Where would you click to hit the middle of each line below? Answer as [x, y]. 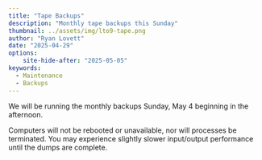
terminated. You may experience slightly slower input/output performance [131, 138]
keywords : [25, 68]
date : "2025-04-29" [41, 46]
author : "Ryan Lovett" [46, 38]
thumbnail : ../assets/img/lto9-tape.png [77, 31]
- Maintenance [39, 76]
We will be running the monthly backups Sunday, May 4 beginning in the [129, 106]
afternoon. [26, 114]
